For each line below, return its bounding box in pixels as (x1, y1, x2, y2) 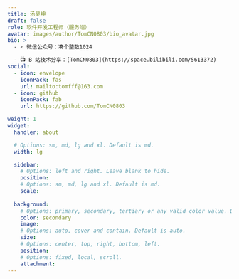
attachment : (20, 260, 55, 268)
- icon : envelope (14, 69, 65, 77)
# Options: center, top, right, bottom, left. (20, 241, 161, 248)
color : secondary (20, 214, 72, 221)
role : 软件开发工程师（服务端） (7, 23, 90, 31)
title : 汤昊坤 (7, 10, 46, 18)
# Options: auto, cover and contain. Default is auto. (20, 227, 186, 235)
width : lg (14, 148, 43, 155)
